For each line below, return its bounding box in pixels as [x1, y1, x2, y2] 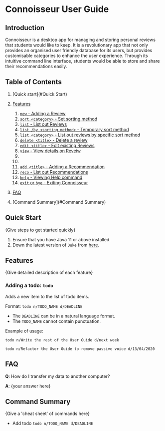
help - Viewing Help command [19, 174, 83, 180]
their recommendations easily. [5, 64, 67, 69]
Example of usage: [5, 328, 44, 334]
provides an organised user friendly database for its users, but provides [5, 48, 153, 53]
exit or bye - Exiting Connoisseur [19, 179, 88, 186]
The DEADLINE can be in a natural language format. [12, 313, 116, 319]
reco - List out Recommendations [19, 169, 88, 175]
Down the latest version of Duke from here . [12, 242, 100, 248]
